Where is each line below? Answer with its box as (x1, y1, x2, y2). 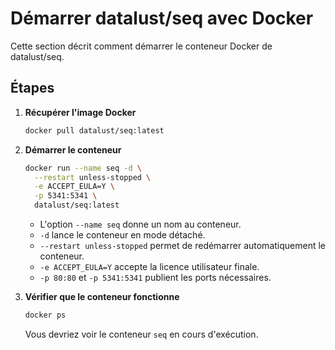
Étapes (10, 80, 55, 97)
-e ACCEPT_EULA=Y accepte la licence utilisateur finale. (39, 261, 260, 272)
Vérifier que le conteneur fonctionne (24, 291, 180, 302)
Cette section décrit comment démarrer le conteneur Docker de (10, 40, 273, 52)
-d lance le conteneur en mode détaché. (39, 229, 206, 241)
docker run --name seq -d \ (24, 163, 142, 173)
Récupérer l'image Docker (24, 106, 137, 118)
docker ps (24, 310, 67, 320)
